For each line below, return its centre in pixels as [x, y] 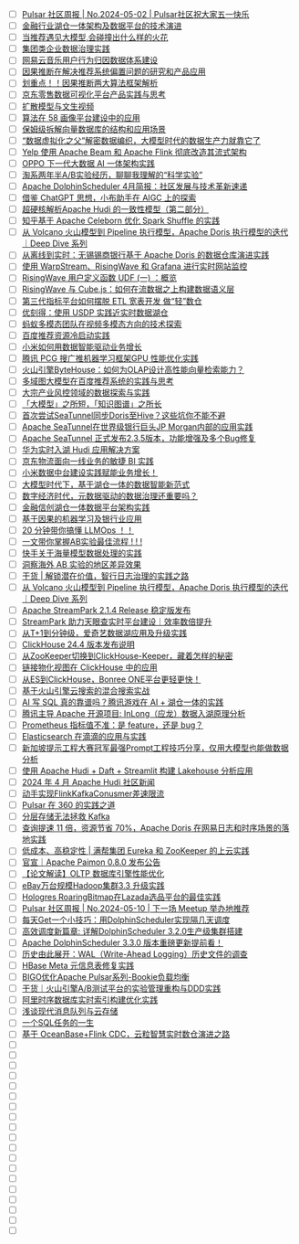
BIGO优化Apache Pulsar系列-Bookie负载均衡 [106, 977]
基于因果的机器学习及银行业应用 [82, 518]
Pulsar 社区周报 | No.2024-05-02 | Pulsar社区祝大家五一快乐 [135, 14]
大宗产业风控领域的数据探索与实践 [86, 393]
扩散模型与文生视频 [58, 106]
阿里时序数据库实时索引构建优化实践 [90, 1000]
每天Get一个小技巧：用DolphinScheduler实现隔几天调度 [126, 920]
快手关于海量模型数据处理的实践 [82, 553]
